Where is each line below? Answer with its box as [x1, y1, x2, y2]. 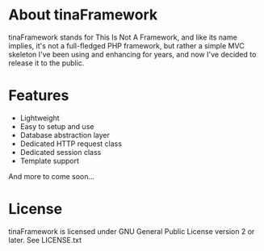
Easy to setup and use [19, 121, 94, 131]
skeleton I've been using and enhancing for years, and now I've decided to [8, 49, 257, 59]
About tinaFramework [8, 6, 158, 24]
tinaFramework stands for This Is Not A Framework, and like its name [8, 32, 238, 42]
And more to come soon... [8, 171, 95, 181]
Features [8, 86, 69, 105]
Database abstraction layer [19, 130, 111, 140]
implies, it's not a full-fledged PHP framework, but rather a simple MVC [8, 40, 245, 50]
